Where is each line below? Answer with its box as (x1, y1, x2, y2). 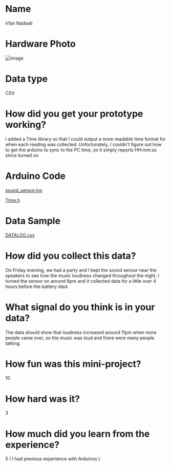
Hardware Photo (5, 38, 76, 50)
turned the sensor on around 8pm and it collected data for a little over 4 (5, 278, 157, 284)
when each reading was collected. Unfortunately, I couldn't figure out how (5, 141, 162, 147)
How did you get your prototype (5, 108, 143, 120)
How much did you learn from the (5, 428, 150, 439)
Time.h (5, 197, 20, 203)
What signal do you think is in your (5, 301, 155, 313)
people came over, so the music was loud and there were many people (5, 335, 155, 341)
